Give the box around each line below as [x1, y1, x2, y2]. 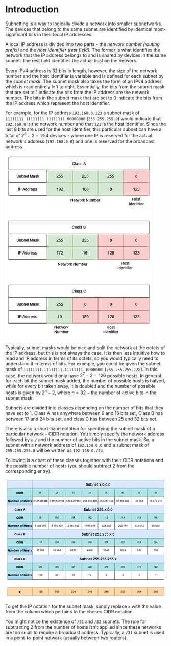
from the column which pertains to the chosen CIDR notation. [5, 608, 134, 614]
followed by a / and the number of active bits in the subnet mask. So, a [5, 436, 155, 443]
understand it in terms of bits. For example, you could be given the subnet [5, 360, 161, 366]
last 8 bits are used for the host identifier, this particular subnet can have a [5, 126, 162, 132]
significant [5, 31, 28, 37]
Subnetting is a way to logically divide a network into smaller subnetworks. [5, 20, 162, 27]
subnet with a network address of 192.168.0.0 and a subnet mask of [5, 442, 150, 448]
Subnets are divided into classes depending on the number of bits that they [5, 405, 164, 411]
